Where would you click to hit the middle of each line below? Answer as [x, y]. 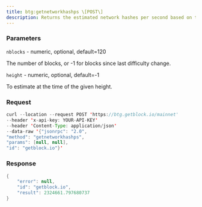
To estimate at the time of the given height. [59, 86]
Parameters [23, 39]
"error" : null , [36, 182]
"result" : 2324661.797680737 [54, 193]
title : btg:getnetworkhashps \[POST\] [55, 12]
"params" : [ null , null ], [37, 143]
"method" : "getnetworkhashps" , [45, 137]
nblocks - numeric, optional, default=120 [56, 51]
